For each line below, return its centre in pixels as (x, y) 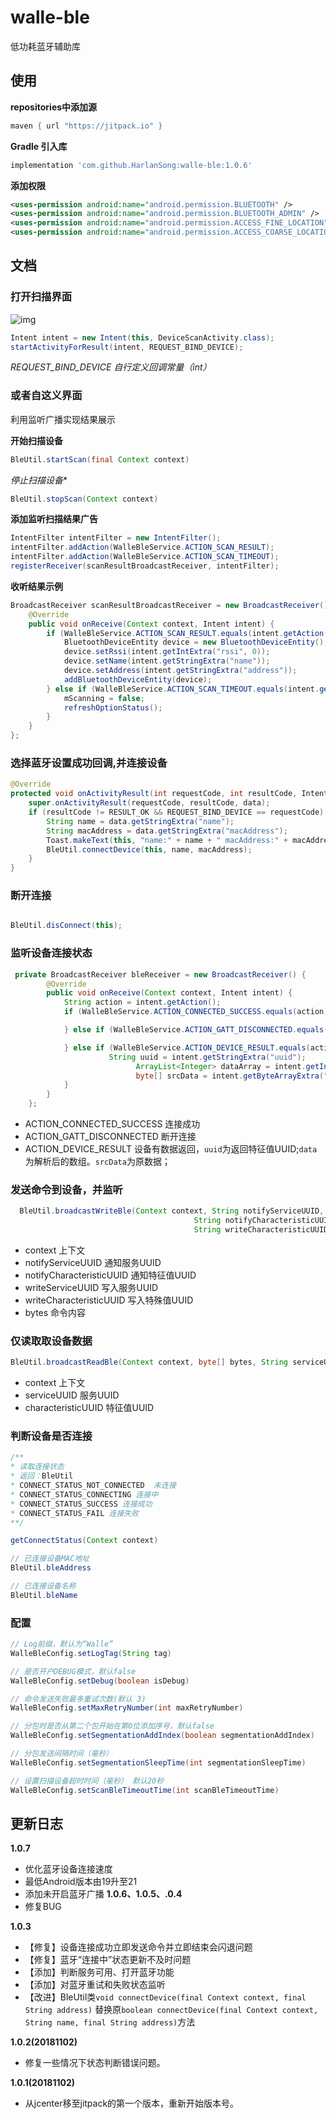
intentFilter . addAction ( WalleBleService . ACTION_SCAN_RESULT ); (142, 547)
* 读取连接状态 (37, 1467)
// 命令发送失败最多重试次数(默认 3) (78, 1699)
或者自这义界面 (46, 396)
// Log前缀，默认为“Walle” (62, 1644)
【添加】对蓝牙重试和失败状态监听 (95, 1985)
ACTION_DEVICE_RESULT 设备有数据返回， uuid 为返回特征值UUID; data (171, 1149)
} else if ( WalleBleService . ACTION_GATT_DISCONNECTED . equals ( (196, 1030)
